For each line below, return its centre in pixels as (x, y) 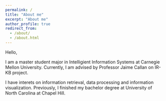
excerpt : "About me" (27, 19)
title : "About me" (24, 15)
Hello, (11, 52)
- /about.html (24, 38)
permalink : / (19, 10)
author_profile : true (28, 24)
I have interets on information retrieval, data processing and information (79, 82)
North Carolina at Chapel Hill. (35, 93)
